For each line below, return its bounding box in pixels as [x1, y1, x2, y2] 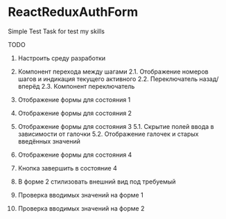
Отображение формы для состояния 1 [17, 95, 131, 104]
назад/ [199, 74, 219, 83]
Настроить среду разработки [17, 53, 106, 62]
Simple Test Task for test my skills [8, 27, 105, 35]
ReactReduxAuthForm [8, 4, 139, 20]
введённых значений [17, 137, 80, 146]
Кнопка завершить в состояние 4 [17, 164, 117, 172]
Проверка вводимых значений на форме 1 [17, 191, 144, 199]
